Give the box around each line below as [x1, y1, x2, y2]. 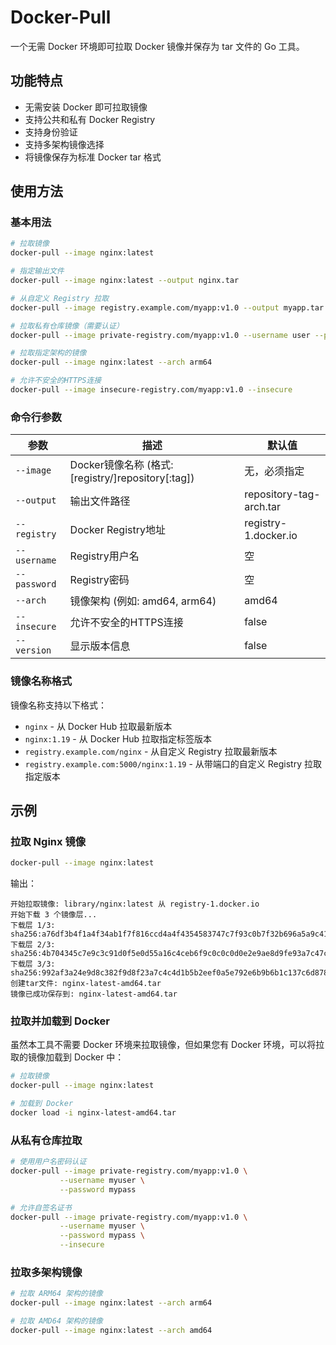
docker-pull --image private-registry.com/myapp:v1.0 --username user [10, 330, 311, 340]
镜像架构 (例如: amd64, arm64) [69, 594, 217, 608]
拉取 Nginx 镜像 [10, 834, 87, 848]
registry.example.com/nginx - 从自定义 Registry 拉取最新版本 [24, 745, 278, 757]
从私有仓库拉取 [10, 1133, 83, 1147]
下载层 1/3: [10, 921, 56, 931]
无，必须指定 [244, 464, 305, 478]
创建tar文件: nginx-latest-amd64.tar [10, 979, 162, 989]
